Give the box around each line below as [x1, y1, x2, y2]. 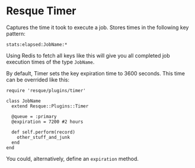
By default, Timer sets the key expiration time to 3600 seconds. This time [6, 69, 186, 77]
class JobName [6, 98, 41, 104]
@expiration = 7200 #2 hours [11, 119, 84, 125]
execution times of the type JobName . [6, 58, 95, 65]
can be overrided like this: [6, 76, 70, 83]
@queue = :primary [11, 113, 57, 119]
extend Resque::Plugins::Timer [11, 103, 89, 109]
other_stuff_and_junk [17, 134, 70, 140]
